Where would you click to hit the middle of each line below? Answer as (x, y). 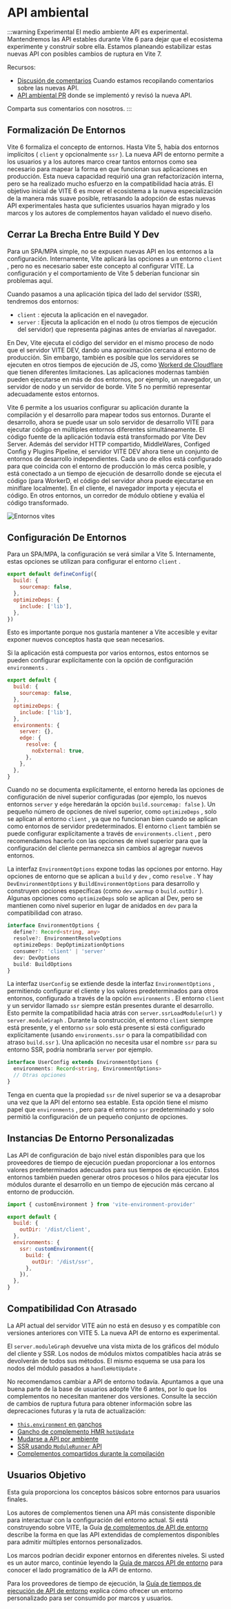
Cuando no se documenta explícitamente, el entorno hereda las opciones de (115, 790)
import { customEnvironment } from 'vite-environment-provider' (101, 1204)
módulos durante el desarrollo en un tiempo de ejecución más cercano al (111, 1184)
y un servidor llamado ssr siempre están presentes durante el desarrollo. (110, 1006)
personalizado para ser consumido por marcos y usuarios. (90, 1598)
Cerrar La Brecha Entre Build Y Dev (83, 235)
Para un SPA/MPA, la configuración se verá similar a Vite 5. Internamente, (111, 554)
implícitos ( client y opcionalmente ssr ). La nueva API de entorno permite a (115, 154)
